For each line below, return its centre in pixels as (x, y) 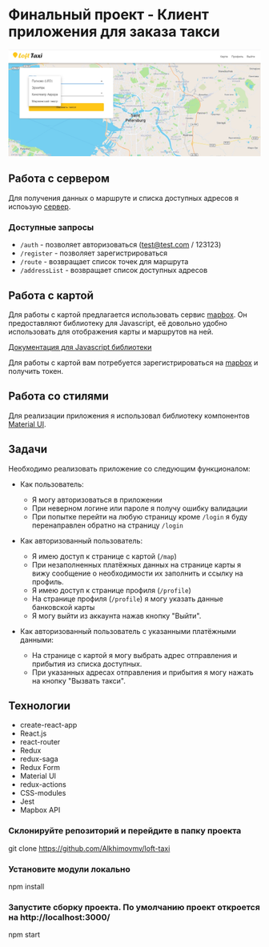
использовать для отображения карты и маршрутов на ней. (111, 331)
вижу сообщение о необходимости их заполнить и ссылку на (137, 573)
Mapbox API (40, 810)
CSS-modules (43, 793)
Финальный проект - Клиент (109, 15)
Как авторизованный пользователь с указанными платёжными (128, 631)
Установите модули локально (69, 869)
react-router (40, 742)
